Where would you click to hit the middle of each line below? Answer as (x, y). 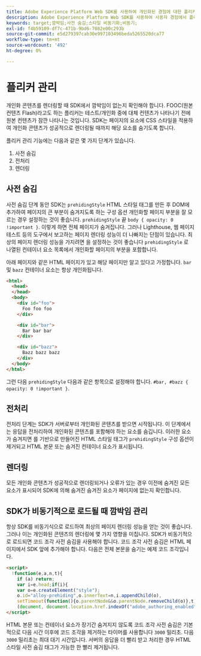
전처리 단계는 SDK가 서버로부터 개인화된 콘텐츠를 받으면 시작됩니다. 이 (88, 424)
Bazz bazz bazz (41, 353)
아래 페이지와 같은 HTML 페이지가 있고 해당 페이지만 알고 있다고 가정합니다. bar (99, 262)
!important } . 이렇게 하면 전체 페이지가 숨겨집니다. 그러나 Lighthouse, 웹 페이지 (100, 227)
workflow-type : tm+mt (33, 40)
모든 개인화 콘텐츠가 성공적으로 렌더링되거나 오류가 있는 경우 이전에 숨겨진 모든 (98, 483)
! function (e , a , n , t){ (37, 573)
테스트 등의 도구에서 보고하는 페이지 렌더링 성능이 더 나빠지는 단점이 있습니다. (96, 234)
